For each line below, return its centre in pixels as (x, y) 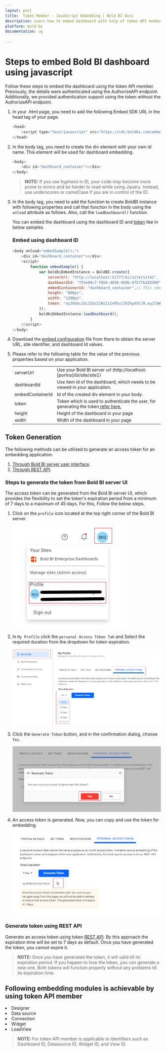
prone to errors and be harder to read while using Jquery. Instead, (92, 187)
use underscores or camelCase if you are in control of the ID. (87, 192)
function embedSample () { (57, 267)
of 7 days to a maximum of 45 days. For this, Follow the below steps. (75, 504)
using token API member (44, 996)
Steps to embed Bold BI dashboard (77, 62)
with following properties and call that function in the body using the (82, 207)
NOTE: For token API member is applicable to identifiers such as (83, 1039)
